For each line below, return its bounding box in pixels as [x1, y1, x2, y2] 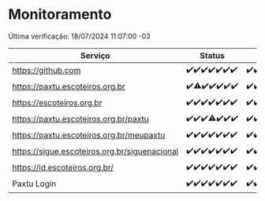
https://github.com [12, 65, 81, 76]
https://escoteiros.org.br [12, 97, 103, 108]
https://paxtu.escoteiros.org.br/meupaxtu [12, 130, 166, 141]
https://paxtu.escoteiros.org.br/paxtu [12, 114, 150, 125]
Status [200, 49, 225, 60]
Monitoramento [8, 5, 112, 24]
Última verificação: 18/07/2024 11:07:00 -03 [8, 31, 151, 41]
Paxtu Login [12, 178, 57, 189]
